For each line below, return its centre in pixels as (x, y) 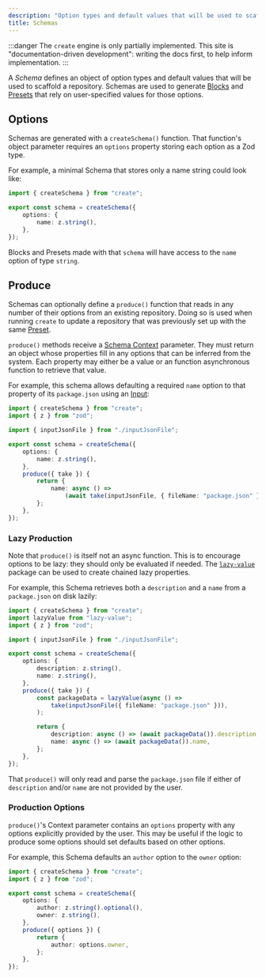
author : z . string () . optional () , (90, 908)
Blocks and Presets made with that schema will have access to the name (122, 252)
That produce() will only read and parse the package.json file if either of (125, 779)
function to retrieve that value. (57, 370)
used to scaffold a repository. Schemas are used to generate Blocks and (126, 86)
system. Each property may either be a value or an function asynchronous (129, 362)
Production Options (47, 808)
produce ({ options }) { (62, 930)
